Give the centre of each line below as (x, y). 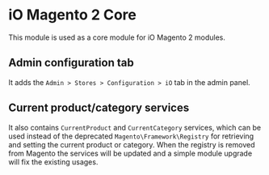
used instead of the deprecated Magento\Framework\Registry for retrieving (131, 136)
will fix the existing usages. (53, 162)
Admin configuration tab (71, 63)
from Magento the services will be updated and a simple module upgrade (130, 153)
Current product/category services (99, 108)
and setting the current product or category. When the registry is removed (132, 144)
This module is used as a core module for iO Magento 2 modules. (117, 37)
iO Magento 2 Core (73, 15)
